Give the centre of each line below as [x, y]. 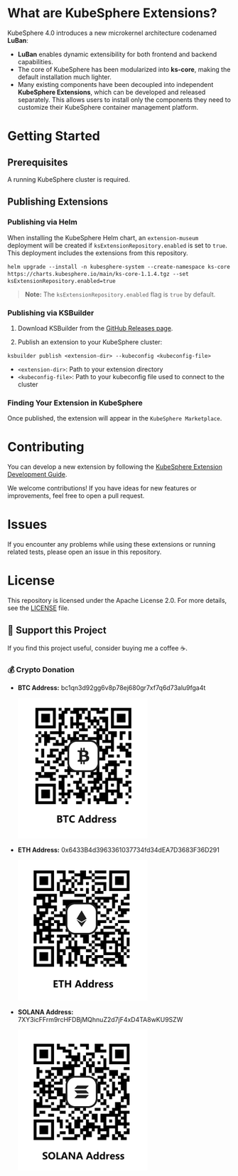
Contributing [46, 447]
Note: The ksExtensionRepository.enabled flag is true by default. [120, 294]
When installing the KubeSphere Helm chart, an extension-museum [103, 237]
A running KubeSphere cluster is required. [69, 179]
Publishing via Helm [43, 222]
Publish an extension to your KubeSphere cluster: [90, 342]
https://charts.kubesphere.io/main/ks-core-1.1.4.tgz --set [98, 274]
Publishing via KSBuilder [51, 313]
